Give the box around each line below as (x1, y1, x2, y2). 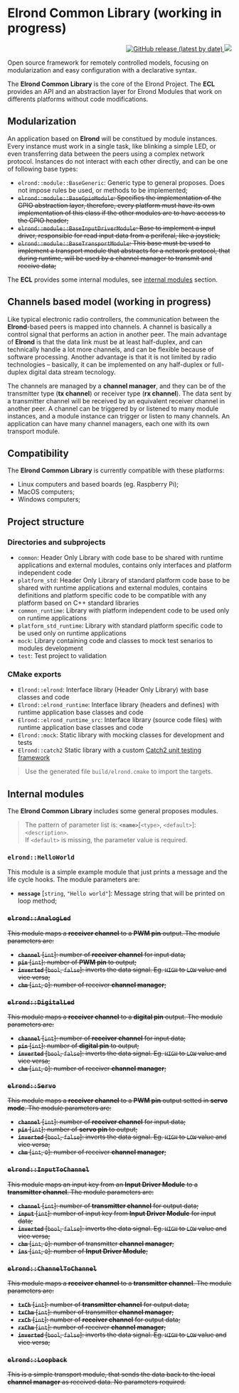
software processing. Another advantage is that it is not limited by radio (7, 352, 217, 361)
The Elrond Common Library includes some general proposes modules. (7, 807, 218, 815)
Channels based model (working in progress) (7, 296, 212, 308)
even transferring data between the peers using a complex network (7, 149, 205, 158)
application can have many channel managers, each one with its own (7, 419, 210, 428)
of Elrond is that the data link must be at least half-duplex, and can (7, 337, 203, 346)
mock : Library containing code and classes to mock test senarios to (17, 637, 213, 645)
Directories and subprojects (7, 537, 106, 547)
